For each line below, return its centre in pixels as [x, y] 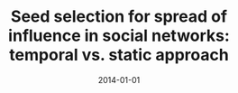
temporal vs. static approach [119, 55]
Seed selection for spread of [119, 17]
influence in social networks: [119, 36]
